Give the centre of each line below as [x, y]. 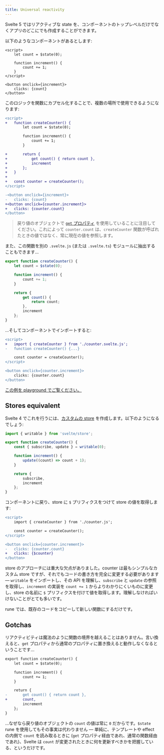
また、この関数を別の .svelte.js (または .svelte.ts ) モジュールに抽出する [80, 246]
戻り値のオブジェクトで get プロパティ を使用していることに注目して [86, 223]
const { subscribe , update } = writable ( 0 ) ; [60, 447]
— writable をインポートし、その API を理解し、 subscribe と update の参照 [81, 580]
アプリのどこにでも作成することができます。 [54, 30]
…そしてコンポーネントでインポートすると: [48, 330]
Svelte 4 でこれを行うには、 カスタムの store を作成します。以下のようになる [82, 418]
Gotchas [18, 625]
